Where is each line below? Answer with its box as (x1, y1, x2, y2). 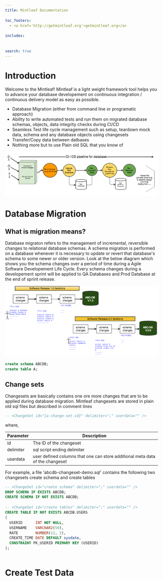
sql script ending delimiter (33, 446, 85, 453)
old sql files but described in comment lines (5, 404, 92, 409)
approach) (12, 111, 33, 117)
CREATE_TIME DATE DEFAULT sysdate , (9, 535, 81, 540)
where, (5, 422, 19, 428)
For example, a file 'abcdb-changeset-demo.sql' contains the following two (5, 469, 155, 475)
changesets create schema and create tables (5, 474, 96, 480)
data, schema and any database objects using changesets (12, 131, 129, 138)
